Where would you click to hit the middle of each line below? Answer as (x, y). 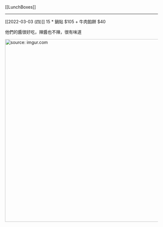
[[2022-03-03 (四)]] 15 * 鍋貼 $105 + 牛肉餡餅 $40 (55, 22)
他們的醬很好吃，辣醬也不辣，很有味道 (43, 32)
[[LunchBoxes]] (21, 7)
